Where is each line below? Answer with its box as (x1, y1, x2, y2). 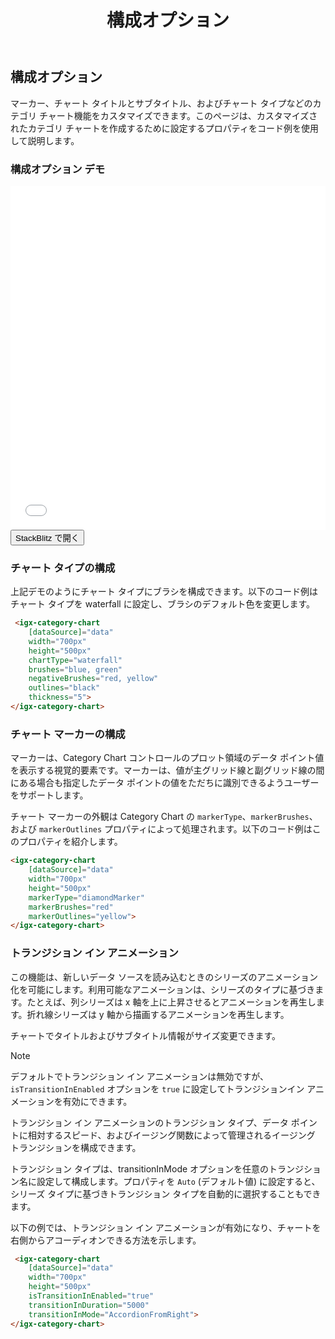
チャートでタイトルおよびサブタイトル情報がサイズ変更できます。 (10, 1029, 282, 1041)
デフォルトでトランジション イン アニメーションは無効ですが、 (10, 1070, 270, 1082)
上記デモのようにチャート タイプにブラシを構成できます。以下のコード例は (10, 586, 319, 598)
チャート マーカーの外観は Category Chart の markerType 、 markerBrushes (10, 811, 310, 823)
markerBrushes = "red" (28, 902, 114, 912)
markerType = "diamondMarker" (28, 892, 145, 903)
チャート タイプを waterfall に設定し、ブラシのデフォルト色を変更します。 (10, 598, 316, 610)
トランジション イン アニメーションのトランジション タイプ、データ (10, 1116, 289, 1128)
